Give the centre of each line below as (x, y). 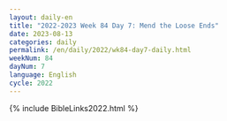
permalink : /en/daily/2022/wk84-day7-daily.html (100, 50)
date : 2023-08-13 (41, 34)
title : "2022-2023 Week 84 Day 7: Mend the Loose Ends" (114, 26)
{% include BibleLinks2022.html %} (74, 108)
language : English (43, 75)
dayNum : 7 (27, 67)
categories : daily (43, 42)
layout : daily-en (41, 17)
